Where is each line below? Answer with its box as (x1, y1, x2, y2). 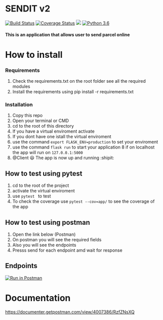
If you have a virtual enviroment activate (12, 128, 95, 135)
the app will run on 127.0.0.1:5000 (12, 150, 83, 156)
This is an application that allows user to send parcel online (5, 31, 130, 37)
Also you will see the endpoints (12, 242, 77, 248)
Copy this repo (12, 113, 43, 119)
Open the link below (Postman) (12, 231, 76, 237)
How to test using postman (5, 218, 90, 227)
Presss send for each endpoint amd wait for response (12, 247, 123, 253)
